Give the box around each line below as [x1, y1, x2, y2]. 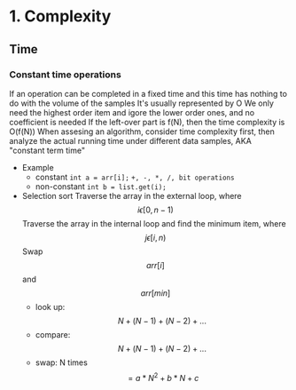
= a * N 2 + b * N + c [128, 370, 199, 383]
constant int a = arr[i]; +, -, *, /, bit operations [35, 171, 235, 182]
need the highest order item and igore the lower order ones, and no [9, 107, 255, 117]
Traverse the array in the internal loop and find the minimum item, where [21, 218, 286, 228]
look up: [35, 301, 66, 312]
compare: [35, 329, 71, 339]
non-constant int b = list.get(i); [35, 180, 167, 192]
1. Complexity [9, 6, 112, 27]
